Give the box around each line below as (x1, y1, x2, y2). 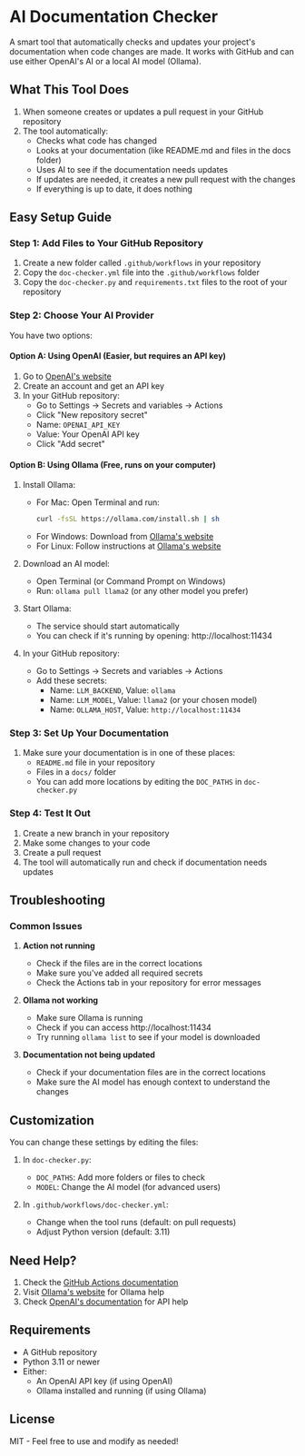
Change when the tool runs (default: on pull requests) (35, 1217, 237, 1228)
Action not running (22, 940, 95, 951)
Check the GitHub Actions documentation (22, 1276, 179, 1287)
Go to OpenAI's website (22, 371, 112, 381)
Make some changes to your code (22, 837, 151, 848)
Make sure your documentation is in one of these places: (22, 748, 236, 758)
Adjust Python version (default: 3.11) (35, 1226, 171, 1237)
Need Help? (9, 1253, 77, 1268)
